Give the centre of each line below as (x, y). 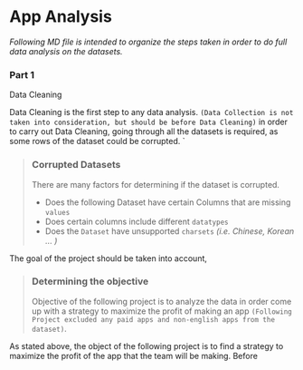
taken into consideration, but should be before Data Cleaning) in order (148, 122)
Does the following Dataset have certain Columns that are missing (168, 202)
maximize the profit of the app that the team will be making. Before (133, 355)
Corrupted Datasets (76, 165)
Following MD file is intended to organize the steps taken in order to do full (148, 42)
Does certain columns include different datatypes (137, 221)
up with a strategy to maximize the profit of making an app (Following (161, 311)
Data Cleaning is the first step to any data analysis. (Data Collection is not (151, 112)
